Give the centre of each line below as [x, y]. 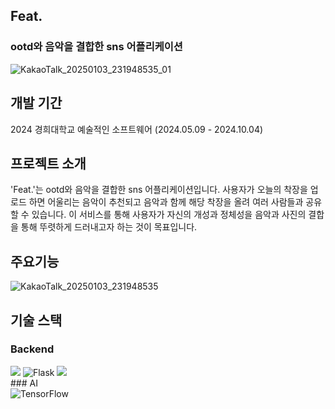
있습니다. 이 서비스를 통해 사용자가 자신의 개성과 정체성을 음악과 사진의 [169, 215]
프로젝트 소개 [48, 163]
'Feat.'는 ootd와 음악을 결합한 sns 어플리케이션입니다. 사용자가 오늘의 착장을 [159, 190]
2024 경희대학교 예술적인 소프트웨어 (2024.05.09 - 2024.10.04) [137, 129]
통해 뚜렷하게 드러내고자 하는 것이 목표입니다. [109, 227]
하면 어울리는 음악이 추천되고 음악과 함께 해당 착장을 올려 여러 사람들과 [166, 202]
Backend [32, 349]
